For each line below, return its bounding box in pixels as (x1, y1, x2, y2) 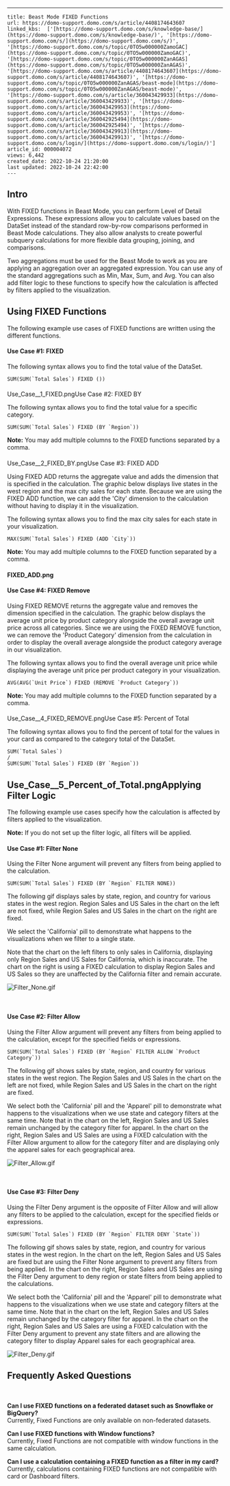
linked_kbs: (7, 25, 41, 32)
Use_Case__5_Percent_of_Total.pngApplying (7, 779, 202, 790)
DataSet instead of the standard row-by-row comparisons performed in (7, 221, 209, 230)
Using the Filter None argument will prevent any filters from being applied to (7, 860, 222, 868)
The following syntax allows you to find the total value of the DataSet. (7, 362, 203, 370)
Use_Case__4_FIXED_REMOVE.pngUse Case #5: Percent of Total (7, 714, 190, 722)
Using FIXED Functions (7, 306, 107, 318)
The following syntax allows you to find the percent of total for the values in (7, 728, 220, 736)
